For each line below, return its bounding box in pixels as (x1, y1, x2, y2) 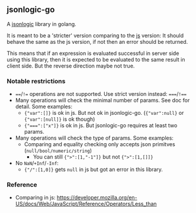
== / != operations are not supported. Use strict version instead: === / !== (15, 91, 187, 98)
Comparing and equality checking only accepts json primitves (24, 141, 175, 148)
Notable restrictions (7, 77, 66, 85)
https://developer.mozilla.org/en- (56, 194, 138, 201)
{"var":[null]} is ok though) (24, 115, 95, 123)
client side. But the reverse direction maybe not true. (7, 62, 135, 69)
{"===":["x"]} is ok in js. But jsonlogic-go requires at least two (24, 122, 178, 129)
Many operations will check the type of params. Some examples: (15, 134, 174, 141)
